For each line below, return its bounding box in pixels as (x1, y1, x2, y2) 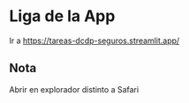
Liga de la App (9, 6, 116, 26)
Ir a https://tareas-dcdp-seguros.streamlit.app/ (9, 35, 180, 46)
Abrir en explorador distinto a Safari (9, 84, 140, 94)
